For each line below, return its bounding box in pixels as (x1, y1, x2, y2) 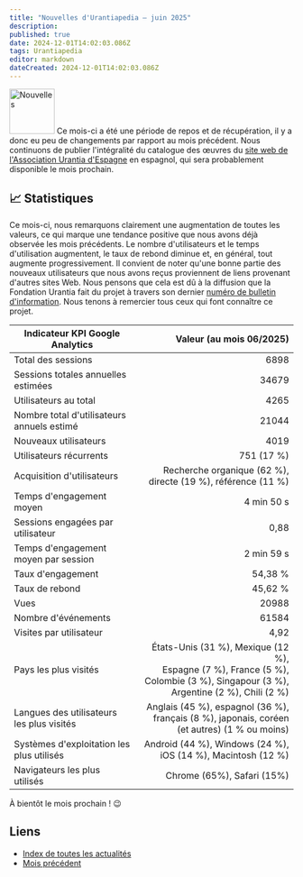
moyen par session (14, 553, 95, 565)
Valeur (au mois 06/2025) (175, 333, 289, 345)
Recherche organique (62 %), (162, 463, 289, 476)
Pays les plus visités (14, 663, 99, 676)
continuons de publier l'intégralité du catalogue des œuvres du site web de (9, 144, 289, 155)
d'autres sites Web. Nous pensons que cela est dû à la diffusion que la (9, 277, 271, 288)
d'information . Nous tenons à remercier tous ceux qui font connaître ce (9, 296, 273, 306)
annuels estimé (14, 420, 78, 433)
